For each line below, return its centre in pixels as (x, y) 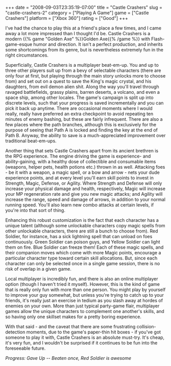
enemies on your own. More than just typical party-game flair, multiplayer (82, 306)
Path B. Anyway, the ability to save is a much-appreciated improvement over (86, 135)
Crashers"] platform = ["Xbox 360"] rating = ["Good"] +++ (67, 18)
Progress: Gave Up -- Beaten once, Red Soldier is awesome (68, 358)
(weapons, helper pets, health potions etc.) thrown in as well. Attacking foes (85, 167)
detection (15, 332)
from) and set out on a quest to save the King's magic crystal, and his (78, 81)
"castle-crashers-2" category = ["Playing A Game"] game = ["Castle (77, 13)
